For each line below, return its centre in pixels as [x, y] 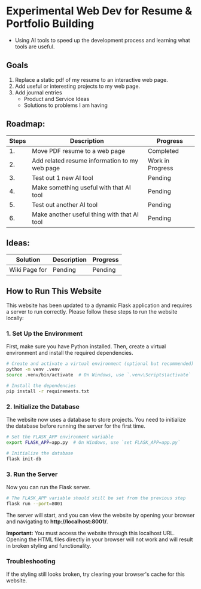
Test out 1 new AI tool [63, 177]
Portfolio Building [50, 24]
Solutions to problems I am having [66, 105]
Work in [158, 161]
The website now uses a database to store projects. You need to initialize [96, 420]
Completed [163, 151]
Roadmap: [26, 124]
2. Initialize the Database [43, 406]
